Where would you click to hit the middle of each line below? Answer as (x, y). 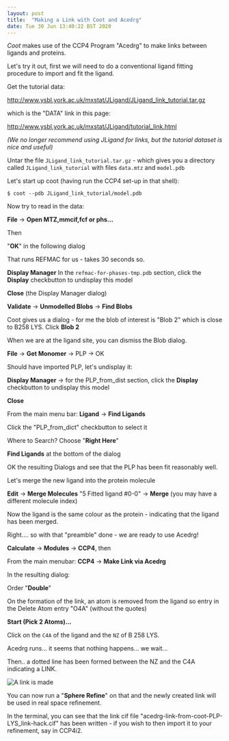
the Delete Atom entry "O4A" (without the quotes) (77, 609)
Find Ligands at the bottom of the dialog (64, 454)
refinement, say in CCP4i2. (45, 731)
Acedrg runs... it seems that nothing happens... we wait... (87, 648)
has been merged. (33, 522)
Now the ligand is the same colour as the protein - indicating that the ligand (113, 514)
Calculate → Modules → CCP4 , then (59, 548)
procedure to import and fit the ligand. (61, 73)
